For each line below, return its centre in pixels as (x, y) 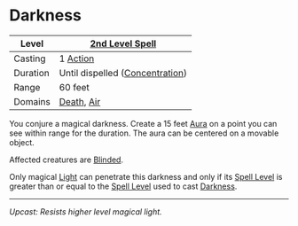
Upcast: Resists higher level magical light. (86, 211)
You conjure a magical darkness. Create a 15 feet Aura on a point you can (143, 123)
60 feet (74, 87)
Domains (32, 101)
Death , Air (80, 101)
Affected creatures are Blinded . (67, 160)
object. (22, 142)
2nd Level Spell (123, 43)
